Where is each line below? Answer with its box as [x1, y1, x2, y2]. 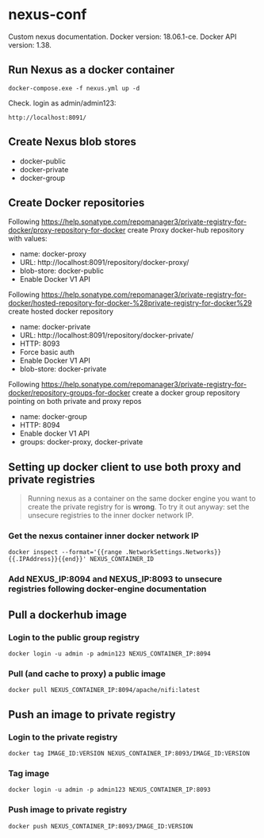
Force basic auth [19, 348, 75, 357]
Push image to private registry [8, 804, 128, 815]
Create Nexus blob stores [8, 135, 136, 148]
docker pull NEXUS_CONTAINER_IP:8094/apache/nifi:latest [8, 686, 201, 694]
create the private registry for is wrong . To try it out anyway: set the [27, 502, 250, 512]
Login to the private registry [8, 732, 118, 743]
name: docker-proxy [19, 249, 87, 259]
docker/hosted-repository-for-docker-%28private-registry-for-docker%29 [8, 298, 252, 308]
